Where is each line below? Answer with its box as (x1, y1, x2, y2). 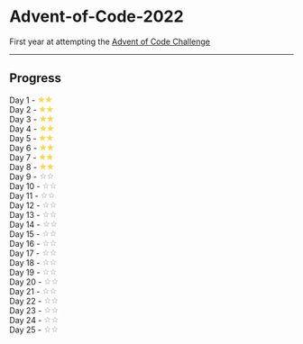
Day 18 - (9, 257, 41, 267)
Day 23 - (9, 304, 42, 316)
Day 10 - (9, 180, 41, 191)
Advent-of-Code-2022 (9, 6, 184, 27)
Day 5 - (9, 132, 38, 143)
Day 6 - (9, 142, 38, 153)
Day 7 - (9, 151, 37, 163)
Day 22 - (9, 295, 42, 306)
